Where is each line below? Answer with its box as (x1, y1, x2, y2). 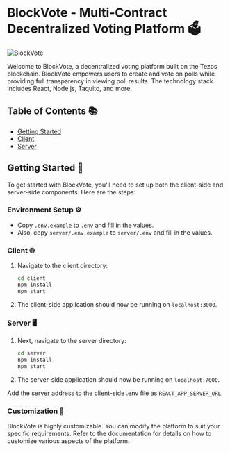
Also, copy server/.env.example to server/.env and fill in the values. (17, 228, 213, 237)
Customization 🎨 (7, 406, 65, 416)
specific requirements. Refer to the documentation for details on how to (7, 429, 212, 437)
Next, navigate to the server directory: (17, 337, 126, 345)
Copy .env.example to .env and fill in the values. (17, 221, 154, 229)
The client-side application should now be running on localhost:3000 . (17, 300, 217, 308)
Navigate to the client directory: (17, 262, 108, 270)
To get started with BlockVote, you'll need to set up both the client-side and (7, 181, 224, 189)
